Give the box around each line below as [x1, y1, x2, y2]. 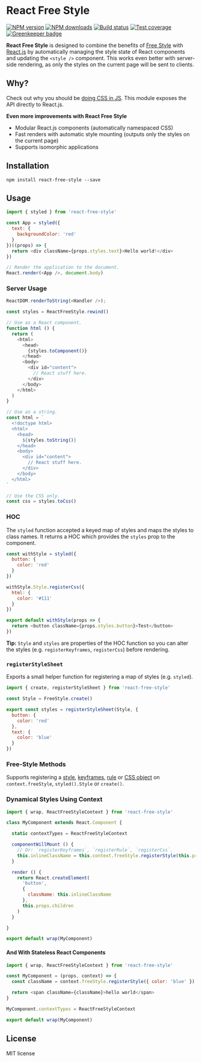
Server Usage [6, 284, 47, 293]
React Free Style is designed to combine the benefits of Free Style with [6, 42, 183, 49]
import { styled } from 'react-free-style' [6, 209, 117, 215]
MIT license [6, 1049, 35, 1057]
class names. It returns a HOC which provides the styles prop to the [6, 533, 176, 540]
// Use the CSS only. [6, 492, 61, 499]
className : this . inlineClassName [28, 891, 112, 898]
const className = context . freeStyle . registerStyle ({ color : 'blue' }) [11, 979, 195, 985]
